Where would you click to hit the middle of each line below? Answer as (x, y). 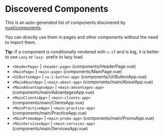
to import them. (21, 42)
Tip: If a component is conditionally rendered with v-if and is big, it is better (82, 52)
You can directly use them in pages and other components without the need (82, 37)
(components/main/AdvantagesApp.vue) (53, 92)
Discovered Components (57, 9)
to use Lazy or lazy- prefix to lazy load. (45, 57)
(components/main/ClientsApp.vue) (48, 102)
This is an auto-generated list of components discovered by (65, 22)
